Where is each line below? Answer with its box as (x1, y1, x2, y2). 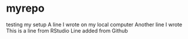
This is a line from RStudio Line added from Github (6, 27, 128, 34)
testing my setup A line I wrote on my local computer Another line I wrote (6, 21, 183, 28)
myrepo (6, 2, 45, 15)
